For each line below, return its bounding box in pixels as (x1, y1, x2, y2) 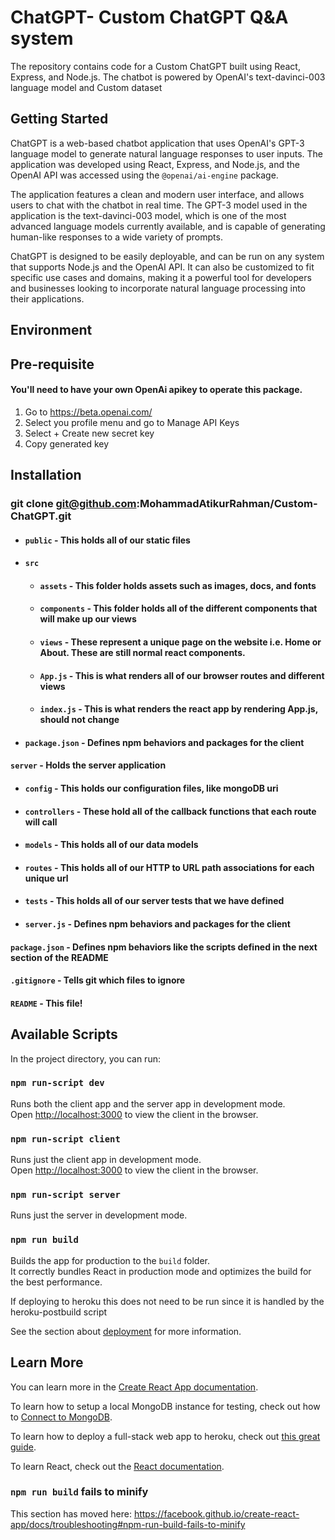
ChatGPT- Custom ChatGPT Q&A (10, 6, 289, 29)
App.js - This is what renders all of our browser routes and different (39, 669, 325, 681)
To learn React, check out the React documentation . (10, 1460, 225, 1472)
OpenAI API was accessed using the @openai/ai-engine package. (10, 169, 279, 181)
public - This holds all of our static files (24, 534, 191, 546)
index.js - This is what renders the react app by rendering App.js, (39, 703, 318, 715)
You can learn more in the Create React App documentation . (10, 1381, 259, 1393)
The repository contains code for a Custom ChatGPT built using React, (10, 60, 301, 72)
